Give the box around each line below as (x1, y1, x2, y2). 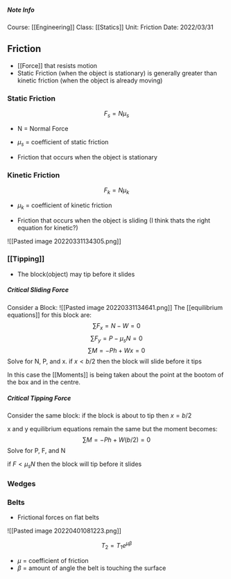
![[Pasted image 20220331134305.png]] (7, 236, 121, 245)
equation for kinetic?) (17, 223, 78, 232)
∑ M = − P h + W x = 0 (87, 347, 146, 355)
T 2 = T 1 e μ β (101, 540, 132, 551)
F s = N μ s (103, 110, 130, 119)
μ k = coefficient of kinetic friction (17, 201, 112, 211)
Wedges (7, 479, 36, 489)
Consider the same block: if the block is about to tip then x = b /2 (7, 411, 192, 420)
